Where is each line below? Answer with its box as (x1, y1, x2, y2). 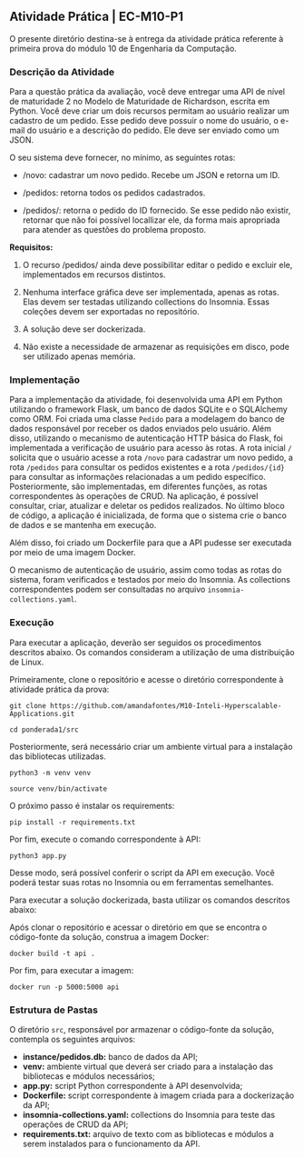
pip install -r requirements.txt (9, 817, 136, 827)
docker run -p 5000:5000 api (9, 983, 120, 992)
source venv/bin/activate (9, 784, 107, 794)
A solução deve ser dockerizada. (22, 324, 146, 334)
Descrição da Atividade (9, 65, 115, 78)
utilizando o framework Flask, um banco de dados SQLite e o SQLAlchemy (9, 404, 288, 414)
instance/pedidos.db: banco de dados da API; (22, 1052, 198, 1062)
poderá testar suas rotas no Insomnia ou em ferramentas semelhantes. (9, 876, 274, 887)
